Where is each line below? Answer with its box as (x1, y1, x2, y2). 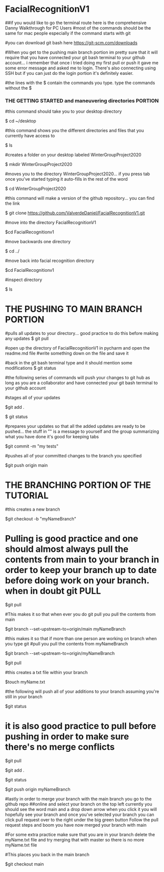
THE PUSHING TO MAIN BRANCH (5, 304, 142, 315)
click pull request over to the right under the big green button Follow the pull (5, 816, 159, 823)
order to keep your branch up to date (5, 565, 157, 576)
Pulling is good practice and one (5, 533, 139, 545)
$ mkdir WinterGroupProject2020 (5, 161, 72, 167)
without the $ (5, 85, 32, 91)
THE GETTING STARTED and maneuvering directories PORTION (5, 97, 159, 104)
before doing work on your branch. (5, 575, 149, 586)
